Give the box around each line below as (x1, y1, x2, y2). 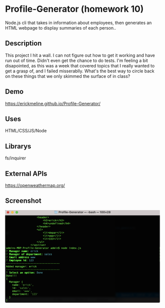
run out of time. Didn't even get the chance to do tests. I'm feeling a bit (5, 58, 148, 63)
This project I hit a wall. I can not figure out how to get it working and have (5, 52, 155, 58)
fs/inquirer (5, 155, 26, 161)
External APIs (5, 169, 48, 178)
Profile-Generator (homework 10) (5, 3, 144, 15)
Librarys (5, 142, 31, 151)
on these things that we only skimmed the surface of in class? (5, 73, 131, 79)
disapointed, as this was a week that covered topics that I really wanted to (5, 62, 155, 68)
